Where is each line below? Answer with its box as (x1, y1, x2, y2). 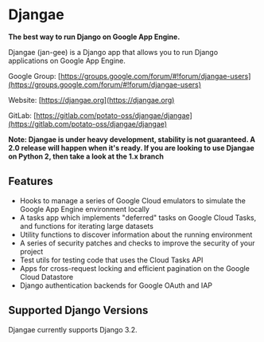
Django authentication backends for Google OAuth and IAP (19, 281, 213, 290)
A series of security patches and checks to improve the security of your (19, 238, 256, 248)
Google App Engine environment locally (19, 204, 149, 214)
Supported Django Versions (8, 304, 149, 317)
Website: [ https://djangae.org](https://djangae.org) (8, 95, 175, 104)
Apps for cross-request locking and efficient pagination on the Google (19, 263, 250, 273)
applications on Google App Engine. (8, 56, 126, 65)
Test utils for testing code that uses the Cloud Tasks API (19, 255, 204, 265)
